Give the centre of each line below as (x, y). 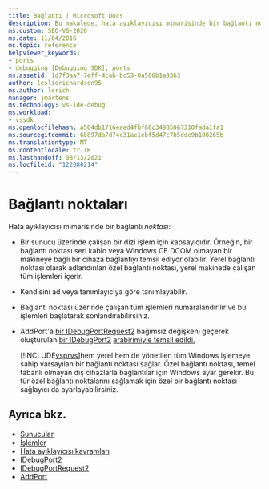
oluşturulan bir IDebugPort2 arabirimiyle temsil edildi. (107, 340)
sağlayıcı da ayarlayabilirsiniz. (69, 390)
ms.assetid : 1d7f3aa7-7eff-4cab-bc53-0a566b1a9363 (94, 75)
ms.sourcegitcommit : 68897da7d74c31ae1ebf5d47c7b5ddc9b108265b (116, 135)
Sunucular (37, 434)
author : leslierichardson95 (55, 83)
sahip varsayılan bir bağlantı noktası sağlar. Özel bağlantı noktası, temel (138, 364)
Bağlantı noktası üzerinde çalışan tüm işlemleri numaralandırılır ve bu (133, 307)
